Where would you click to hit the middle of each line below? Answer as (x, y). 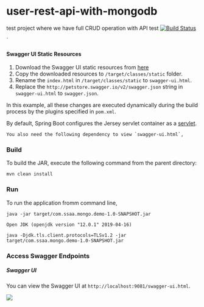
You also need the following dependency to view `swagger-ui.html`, (95, 135)
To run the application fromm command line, (62, 203)
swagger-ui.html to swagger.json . (57, 93)
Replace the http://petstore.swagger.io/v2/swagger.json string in (99, 87)
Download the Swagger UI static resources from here (82, 68)
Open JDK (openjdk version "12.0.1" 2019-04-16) (69, 224)
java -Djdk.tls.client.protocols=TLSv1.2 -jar (66, 235)
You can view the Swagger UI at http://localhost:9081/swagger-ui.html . (98, 286)
